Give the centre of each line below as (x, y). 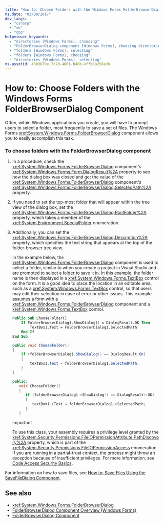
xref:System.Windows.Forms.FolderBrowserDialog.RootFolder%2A (79, 213)
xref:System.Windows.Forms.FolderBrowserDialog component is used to (85, 262)
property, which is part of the (57, 442)
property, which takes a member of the (51, 218)
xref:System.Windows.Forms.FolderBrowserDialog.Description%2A (80, 238)
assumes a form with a (35, 299)
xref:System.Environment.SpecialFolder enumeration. (66, 223)
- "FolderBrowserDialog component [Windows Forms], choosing (73, 46)
